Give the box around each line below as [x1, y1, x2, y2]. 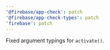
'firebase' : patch [5, 20, 53, 26]
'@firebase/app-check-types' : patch [5, 15, 99, 21]
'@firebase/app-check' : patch [5, 9, 83, 15]
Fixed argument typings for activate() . [5, 37, 105, 45]
